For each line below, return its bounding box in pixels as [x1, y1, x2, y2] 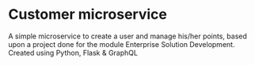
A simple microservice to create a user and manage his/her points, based [8, 31, 248, 41]
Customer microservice [8, 5, 168, 23]
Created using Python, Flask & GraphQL [8, 48, 139, 57]
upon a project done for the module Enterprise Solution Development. [8, 39, 235, 49]
